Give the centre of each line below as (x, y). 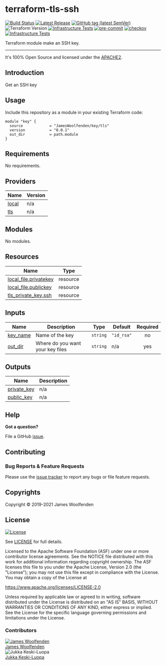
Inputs (15, 313)
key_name (19, 335)
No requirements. (23, 166)
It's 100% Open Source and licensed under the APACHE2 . (64, 57)
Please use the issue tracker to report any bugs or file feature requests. (78, 477)
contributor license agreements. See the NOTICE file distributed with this (79, 556)
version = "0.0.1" (40, 130)
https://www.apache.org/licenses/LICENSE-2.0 (53, 587)
